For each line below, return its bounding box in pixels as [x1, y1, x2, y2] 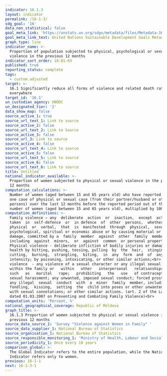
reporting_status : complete [5, 68, 64, 73]
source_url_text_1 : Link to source [5, 118, 79, 123]
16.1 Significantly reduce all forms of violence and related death [9, 86, 155, 91]
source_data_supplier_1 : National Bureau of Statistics [5, 326, 123, 331]
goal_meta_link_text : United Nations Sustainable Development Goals [5, 35, 150, 40]
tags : [5, 72, 16, 77]
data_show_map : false [5, 109, 50, 114]
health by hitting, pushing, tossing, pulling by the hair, [9, 248, 143, 253]
